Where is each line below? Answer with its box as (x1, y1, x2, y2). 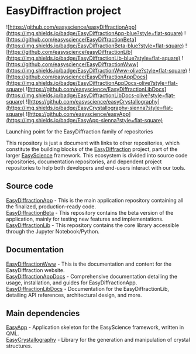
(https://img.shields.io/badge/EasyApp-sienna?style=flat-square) (6, 116, 163, 123)
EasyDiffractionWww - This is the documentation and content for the (6, 260, 171, 267)
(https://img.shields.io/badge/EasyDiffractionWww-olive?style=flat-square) (6, 67, 187, 74)
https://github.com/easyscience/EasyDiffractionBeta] (8, 36, 136, 43)
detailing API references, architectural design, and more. (6, 291, 142, 298)
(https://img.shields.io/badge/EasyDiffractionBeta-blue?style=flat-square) (6, 42, 184, 49)
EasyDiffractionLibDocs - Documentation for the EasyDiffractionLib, (6, 285, 170, 292)
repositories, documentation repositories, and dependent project (6, 158, 162, 165)
